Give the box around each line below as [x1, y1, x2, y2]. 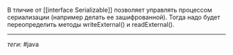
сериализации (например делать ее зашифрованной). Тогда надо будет [7, 13, 221, 21]
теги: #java [7, 41, 40, 48]
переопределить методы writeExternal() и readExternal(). [7, 21, 175, 28]
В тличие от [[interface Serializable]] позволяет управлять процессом [7, 6, 213, 14]
